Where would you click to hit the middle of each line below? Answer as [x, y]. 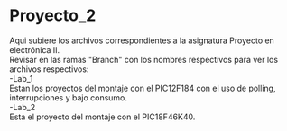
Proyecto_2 [53, 16]
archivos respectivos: [49, 69]
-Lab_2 [23, 107]
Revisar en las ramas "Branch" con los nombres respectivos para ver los [143, 59]
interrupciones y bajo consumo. [69, 97]
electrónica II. [35, 49]
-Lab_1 [21, 78]
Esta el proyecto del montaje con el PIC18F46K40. [102, 117]
